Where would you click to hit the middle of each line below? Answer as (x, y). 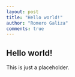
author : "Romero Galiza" (37, 23)
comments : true (25, 29)
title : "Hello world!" (34, 17)
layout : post (22, 12)
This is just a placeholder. (38, 67)
